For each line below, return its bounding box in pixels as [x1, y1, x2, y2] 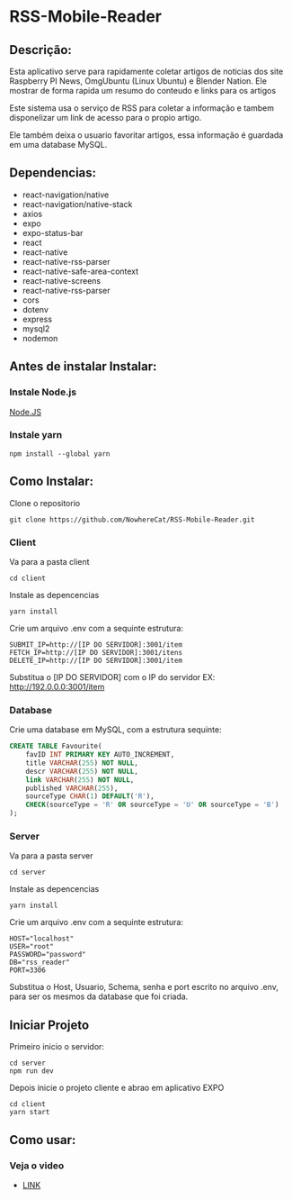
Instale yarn [9, 429, 63, 441]
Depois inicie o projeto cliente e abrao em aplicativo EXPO [9, 1083, 225, 1094]
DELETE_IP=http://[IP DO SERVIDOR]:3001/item [9, 656, 182, 665]
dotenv [22, 304, 49, 314]
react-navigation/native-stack [22, 198, 133, 209]
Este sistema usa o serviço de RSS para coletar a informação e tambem [9, 103, 274, 114]
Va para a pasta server [9, 850, 93, 861]
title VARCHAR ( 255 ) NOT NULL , [25, 758, 139, 768]
